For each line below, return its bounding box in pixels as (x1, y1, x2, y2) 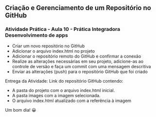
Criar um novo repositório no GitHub (12, 43, 85, 49)
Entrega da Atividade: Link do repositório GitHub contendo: (5, 78, 123, 84)
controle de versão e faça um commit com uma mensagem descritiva (12, 63, 151, 69)
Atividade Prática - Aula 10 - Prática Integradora (5, 26, 121, 33)
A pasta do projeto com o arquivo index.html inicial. (12, 87, 115, 93)
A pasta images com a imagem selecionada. (12, 92, 101, 98)
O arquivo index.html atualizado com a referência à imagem (12, 98, 132, 103)
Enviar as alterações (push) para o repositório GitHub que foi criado (12, 69, 148, 74)
